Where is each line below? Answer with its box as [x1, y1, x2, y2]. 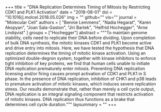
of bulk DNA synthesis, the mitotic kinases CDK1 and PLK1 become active [5, 40, 152, 45]
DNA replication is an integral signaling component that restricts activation [5, 91, 154, 97]
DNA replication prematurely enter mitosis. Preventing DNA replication [5, 66, 145, 71]
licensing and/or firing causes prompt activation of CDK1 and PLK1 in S [5, 71, 146, 76]
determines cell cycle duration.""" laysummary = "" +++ [5, 101, 117, 107]
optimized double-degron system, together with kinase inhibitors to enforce [5, 56, 156, 61]
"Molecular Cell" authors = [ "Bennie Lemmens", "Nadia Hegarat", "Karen [5, 19, 151, 25]
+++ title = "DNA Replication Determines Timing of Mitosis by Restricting [5, 4, 150, 10]
